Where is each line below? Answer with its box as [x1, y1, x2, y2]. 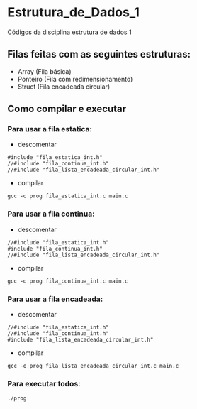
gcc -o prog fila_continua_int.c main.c [7, 278, 129, 285]
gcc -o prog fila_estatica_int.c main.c [7, 192, 129, 200]
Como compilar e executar [7, 103, 126, 115]
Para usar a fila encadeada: [7, 294, 103, 304]
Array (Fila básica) [17, 67, 72, 75]
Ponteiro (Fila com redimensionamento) [17, 75, 133, 83]
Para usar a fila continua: [7, 209, 95, 219]
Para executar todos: [7, 378, 81, 388]
